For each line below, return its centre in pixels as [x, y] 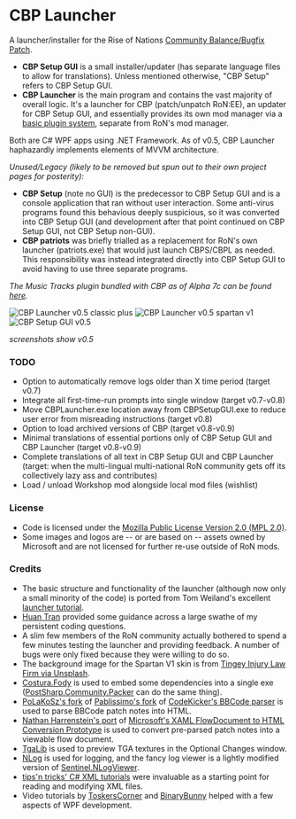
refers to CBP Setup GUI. [67, 85]
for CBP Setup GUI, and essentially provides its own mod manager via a [152, 113]
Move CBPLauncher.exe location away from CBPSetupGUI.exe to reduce [154, 409]
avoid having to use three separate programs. [105, 269]
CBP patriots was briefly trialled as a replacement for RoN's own [140, 240]
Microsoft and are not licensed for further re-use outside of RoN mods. [151, 546]
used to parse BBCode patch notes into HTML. [107, 711]
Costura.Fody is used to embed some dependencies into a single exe [148, 682]
